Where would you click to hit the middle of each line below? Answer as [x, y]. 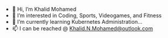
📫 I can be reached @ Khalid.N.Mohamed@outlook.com [82, 28]
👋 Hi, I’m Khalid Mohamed [44, 9]
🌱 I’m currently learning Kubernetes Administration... [77, 22]
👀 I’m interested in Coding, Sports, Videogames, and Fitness [87, 15]
